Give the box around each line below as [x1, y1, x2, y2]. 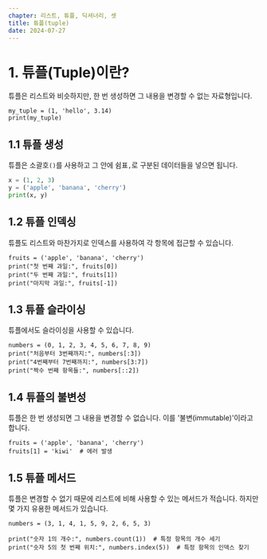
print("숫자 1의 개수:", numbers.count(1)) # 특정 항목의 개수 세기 [8, 535, 221, 543]
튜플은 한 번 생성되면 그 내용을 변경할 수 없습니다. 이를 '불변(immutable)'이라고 [8, 413, 253, 423]
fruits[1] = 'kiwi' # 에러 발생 [8, 447, 113, 455]
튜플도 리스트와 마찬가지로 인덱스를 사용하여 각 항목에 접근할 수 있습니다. [8, 238, 234, 247]
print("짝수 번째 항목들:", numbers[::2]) [8, 367, 139, 375]
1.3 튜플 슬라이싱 [8, 302, 86, 316]
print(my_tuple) [8, 114, 62, 122]
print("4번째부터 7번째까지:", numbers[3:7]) [8, 358, 149, 367]
